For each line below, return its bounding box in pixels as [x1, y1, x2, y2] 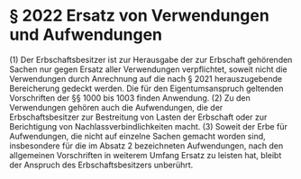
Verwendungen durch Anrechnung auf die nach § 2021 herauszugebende [9, 73, 282, 84]
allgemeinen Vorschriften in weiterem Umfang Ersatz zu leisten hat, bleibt [9, 149, 282, 160]
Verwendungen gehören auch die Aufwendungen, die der [9, 102, 223, 112]
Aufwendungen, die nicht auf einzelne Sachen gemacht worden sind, [9, 130, 266, 141]
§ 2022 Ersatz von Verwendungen [9, 5, 270, 26]
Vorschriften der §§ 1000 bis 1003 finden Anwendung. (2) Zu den [9, 92, 251, 103]
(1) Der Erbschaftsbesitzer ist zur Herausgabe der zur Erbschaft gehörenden [9, 54, 293, 65]
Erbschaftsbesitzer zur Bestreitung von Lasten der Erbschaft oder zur [9, 112, 268, 122]
